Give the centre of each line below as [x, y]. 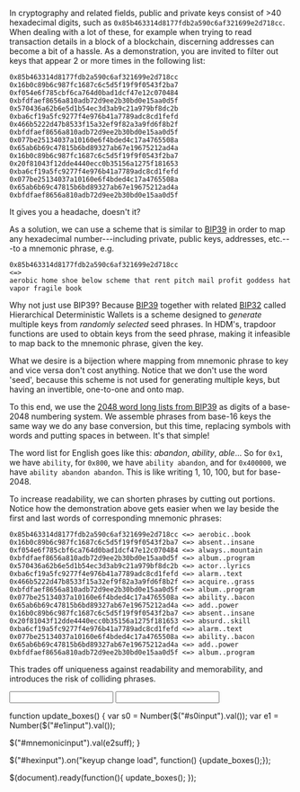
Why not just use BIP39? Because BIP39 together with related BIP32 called [148, 305]
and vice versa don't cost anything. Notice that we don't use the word [138, 370]
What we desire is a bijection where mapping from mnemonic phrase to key [149, 360]
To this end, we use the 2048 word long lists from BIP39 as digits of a [138, 407]
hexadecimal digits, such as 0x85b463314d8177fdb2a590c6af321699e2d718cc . [147, 22]
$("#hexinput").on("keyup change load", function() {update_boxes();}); [140, 760]
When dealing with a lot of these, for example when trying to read [131, 32]
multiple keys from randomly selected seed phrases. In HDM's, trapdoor [143, 324]
